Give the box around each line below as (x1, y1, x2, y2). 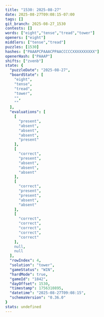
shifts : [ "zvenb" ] (5, 58, 43, 63)
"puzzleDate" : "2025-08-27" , (9, 68, 70, 73)
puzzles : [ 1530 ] (5, 44, 39, 49)
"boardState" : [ (9, 72, 43, 77)
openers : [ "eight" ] (5, 35, 46, 40)
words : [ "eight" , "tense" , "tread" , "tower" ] (5, 30, 95, 35)
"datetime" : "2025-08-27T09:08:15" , (9, 291, 86, 296)
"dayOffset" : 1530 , (9, 281, 50, 286)
